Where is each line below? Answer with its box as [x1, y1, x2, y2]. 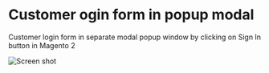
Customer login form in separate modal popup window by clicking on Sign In [8, 32, 262, 42]
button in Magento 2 [8, 40, 75, 50]
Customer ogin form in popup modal [8, 6, 255, 24]
